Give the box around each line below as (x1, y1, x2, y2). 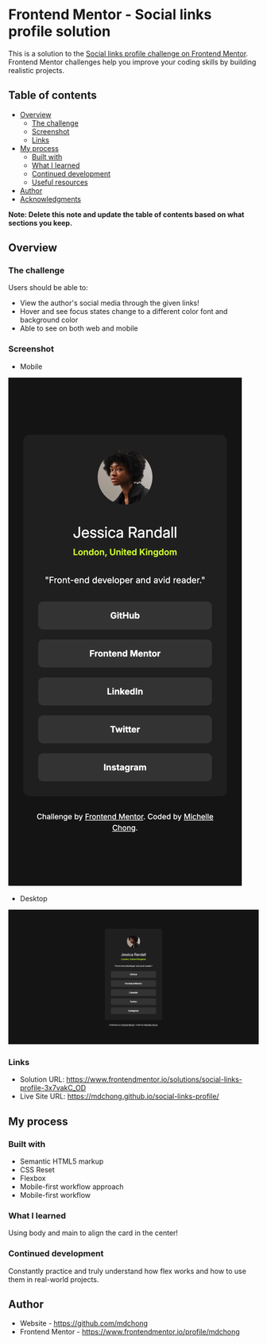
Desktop (19, 893, 48, 903)
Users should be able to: (8, 283, 89, 292)
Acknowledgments (19, 194, 82, 203)
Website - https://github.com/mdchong (19, 1319, 149, 1328)
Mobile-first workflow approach (19, 1182, 125, 1191)
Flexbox (19, 1173, 46, 1183)
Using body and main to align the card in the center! (8, 1228, 179, 1237)
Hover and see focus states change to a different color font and (19, 307, 228, 316)
